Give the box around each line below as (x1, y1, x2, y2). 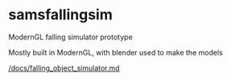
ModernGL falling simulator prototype (8, 32, 133, 42)
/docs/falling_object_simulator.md (8, 63, 120, 73)
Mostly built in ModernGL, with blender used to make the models (8, 47, 223, 57)
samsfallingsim (8, 6, 113, 24)
